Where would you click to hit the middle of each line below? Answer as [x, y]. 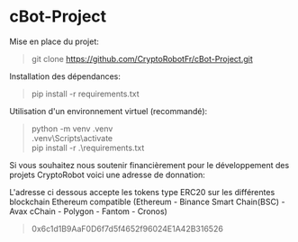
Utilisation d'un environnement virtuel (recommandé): [108, 111]
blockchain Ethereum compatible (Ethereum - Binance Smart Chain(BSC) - [147, 202]
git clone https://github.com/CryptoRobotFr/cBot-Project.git [142, 58]
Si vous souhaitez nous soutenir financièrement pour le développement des [149, 165]
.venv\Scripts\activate [72, 138]
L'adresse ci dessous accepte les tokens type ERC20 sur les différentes [142, 192]
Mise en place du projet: [54, 41]
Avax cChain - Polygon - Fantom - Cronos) [89, 211]
